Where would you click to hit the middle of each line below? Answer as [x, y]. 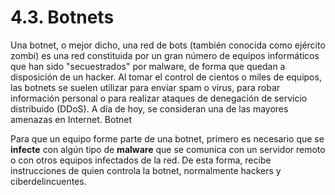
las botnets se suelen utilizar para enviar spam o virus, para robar [145, 87]
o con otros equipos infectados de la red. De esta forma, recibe [141, 160]
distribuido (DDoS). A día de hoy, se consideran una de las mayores [149, 108]
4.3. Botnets [62, 17]
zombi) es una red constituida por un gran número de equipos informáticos [165, 55]
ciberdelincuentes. [48, 181]
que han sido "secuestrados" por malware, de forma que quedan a [148, 66]
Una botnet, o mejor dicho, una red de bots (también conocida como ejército [168, 45]
